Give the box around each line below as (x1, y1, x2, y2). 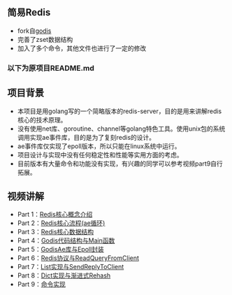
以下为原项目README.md (7, 63, 94, 73)
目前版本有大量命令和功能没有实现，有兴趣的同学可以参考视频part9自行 (17, 159, 224, 168)
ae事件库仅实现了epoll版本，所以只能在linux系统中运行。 (17, 142, 181, 150)
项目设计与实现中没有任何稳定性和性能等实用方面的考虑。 (17, 150, 183, 159)
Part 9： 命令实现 (17, 280, 66, 289)
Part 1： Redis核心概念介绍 (17, 210, 93, 219)
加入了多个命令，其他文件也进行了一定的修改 (17, 44, 147, 52)
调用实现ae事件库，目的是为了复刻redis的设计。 (17, 133, 156, 141)
